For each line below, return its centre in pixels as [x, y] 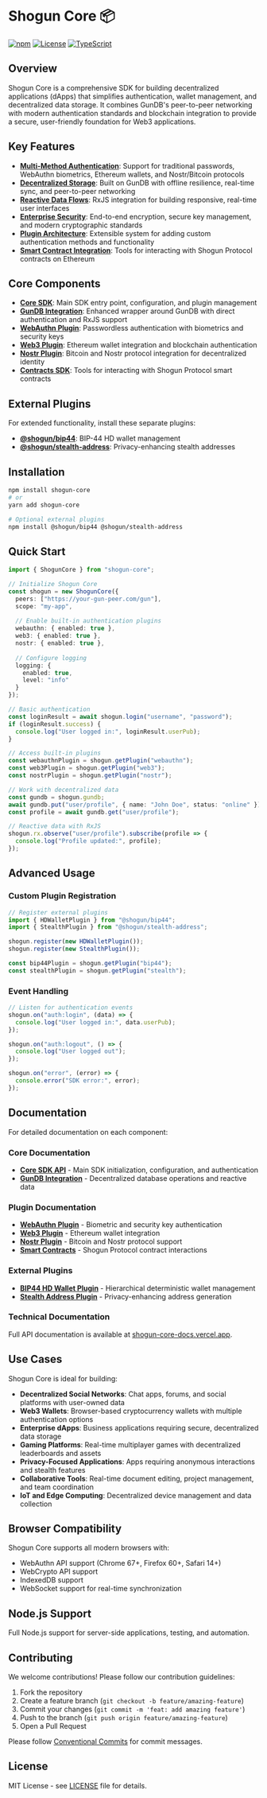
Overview [33, 69]
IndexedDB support [51, 1580]
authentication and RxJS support [74, 320]
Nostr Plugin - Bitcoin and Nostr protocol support [101, 1241]
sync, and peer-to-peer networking [77, 191]
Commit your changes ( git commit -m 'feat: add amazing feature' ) [132, 1709]
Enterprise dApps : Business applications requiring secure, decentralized [139, 1427]
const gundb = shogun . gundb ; [56, 797]
